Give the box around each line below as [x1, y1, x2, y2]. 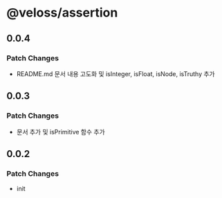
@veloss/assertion [6, 5, 118, 21]
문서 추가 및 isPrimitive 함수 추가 [16, 127, 105, 136]
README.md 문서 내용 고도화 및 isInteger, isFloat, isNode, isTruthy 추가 [16, 69, 215, 78]
